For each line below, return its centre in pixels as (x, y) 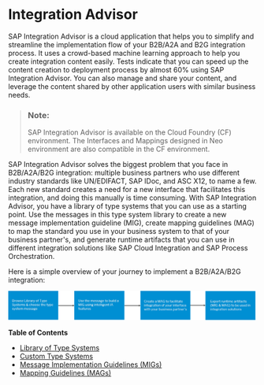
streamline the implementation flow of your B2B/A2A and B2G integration (127, 44)
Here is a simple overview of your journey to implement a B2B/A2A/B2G (125, 272)
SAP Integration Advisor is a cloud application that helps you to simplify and (131, 36)
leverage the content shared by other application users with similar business (132, 86)
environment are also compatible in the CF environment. (119, 149)
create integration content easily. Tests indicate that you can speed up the (128, 61)
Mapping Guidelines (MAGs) (65, 372)
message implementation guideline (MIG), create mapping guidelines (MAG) (131, 223)
